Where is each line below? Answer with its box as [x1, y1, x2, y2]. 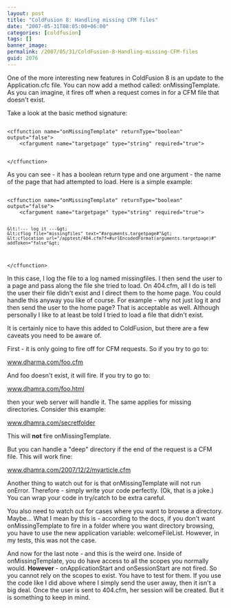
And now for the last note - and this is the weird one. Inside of [7, 549, 182, 557]
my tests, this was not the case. [7, 536, 97, 544]
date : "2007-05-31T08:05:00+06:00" [7, 23, 109, 30]
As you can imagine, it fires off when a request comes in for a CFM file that [7, 88, 219, 96]
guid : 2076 [7, 55, 38, 62]
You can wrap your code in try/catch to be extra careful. [7, 493, 166, 502]
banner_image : [7, 42, 48, 49]
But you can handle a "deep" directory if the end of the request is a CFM [7, 444, 212, 453]
